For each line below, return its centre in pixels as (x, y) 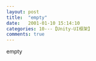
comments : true (26, 34)
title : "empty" (27, 18)
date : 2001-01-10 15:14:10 (43, 23)
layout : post (23, 12)
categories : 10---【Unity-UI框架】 (50, 29)
